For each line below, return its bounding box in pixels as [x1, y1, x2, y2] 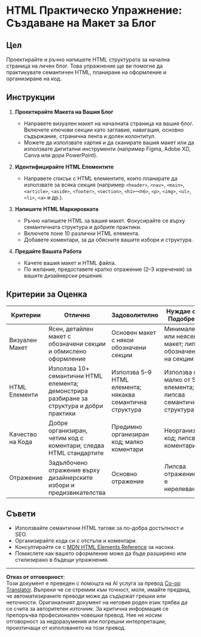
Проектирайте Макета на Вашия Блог [14, 108, 114, 115]
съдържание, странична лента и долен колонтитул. [23, 132, 156, 139]
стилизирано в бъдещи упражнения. [14, 556, 109, 563]
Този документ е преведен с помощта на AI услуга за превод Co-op [6, 580, 181, 587]
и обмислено [48, 347, 87, 355]
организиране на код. [6, 75, 62, 82]
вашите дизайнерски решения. [23, 272, 103, 279]
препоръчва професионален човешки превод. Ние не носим [6, 611, 162, 619]
